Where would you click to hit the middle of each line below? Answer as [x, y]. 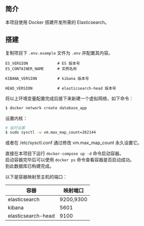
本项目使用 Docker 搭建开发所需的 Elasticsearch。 [57, 22]
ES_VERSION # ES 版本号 [43, 63]
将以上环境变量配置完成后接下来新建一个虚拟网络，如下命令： [69, 98]
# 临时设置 [15, 128]
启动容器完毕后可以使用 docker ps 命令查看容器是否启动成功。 [70, 160]
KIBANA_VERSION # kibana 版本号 [47, 78]
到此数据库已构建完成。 [30, 166]
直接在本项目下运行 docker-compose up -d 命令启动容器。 [65, 154]
